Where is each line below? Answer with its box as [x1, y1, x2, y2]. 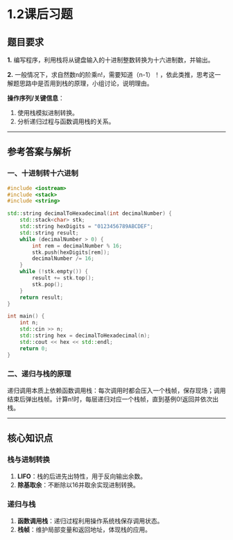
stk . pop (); [32, 281, 64, 288]
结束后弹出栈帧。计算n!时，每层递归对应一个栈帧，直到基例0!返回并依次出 [7, 394, 219, 403]
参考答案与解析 [7, 146, 71, 158]
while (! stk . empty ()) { [19, 268, 89, 275]
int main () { [7, 313, 45, 320]
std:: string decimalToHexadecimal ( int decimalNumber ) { [7, 210, 172, 217]
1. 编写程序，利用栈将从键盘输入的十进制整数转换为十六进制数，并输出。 [7, 56, 214, 64]
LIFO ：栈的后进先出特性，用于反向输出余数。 [17, 472, 147, 480]
